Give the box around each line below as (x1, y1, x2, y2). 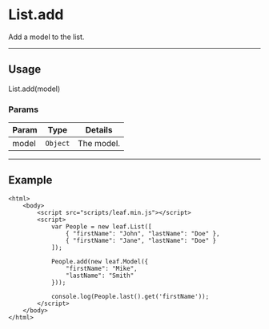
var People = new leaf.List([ (50, 222, 152, 231)
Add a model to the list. (8, 32, 85, 42)
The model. (77, 138, 121, 149)
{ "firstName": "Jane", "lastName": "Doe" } (65, 236, 217, 244)
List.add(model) (8, 84, 61, 93)
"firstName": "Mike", (65, 264, 138, 272)
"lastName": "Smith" (65, 272, 134, 279)
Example (8, 173, 53, 187)
